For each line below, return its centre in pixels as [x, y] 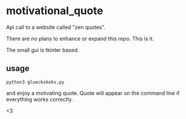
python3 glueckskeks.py [35, 82]
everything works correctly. [40, 99]
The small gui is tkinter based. [43, 50]
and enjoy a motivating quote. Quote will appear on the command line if [93, 93]
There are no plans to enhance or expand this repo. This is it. [80, 38]
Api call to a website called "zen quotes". [56, 27]
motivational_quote [55, 11]
